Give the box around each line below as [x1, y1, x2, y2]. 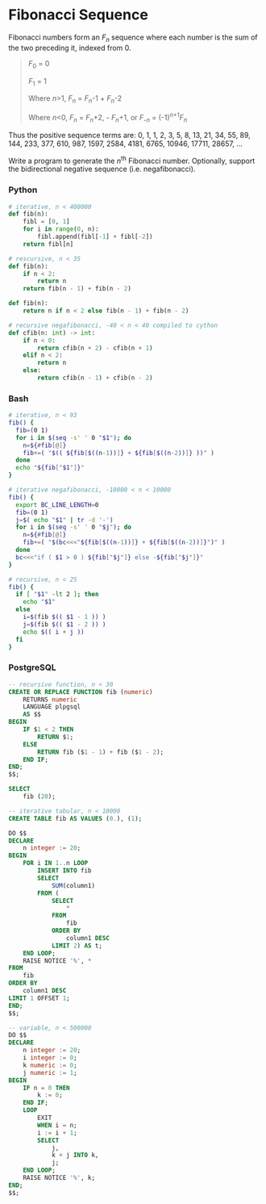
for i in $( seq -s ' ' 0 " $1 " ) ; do [15, 433, 131, 441]
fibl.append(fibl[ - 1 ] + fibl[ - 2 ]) [37, 232, 153, 241]
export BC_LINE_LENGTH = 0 [15, 500, 99, 509]
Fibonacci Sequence [8, 6, 149, 24]
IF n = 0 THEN [23, 1084, 70, 1092]
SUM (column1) [51, 881, 95, 889]
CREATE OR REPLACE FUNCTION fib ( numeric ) [8, 688, 153, 696]
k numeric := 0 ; [23, 1061, 78, 1069]
